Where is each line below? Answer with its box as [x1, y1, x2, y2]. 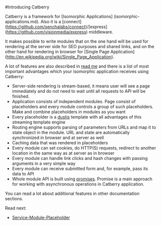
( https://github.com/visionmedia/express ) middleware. [5, 29, 114, 35]
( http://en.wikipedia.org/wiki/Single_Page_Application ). [5, 54, 115, 60]
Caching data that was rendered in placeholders [12, 140, 108, 145]
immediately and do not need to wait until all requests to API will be [12, 88, 146, 94]
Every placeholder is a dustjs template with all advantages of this [12, 114, 142, 120]
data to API [12, 171, 34, 176]
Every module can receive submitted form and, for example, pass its [12, 166, 148, 172]
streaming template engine [12, 119, 66, 125]
